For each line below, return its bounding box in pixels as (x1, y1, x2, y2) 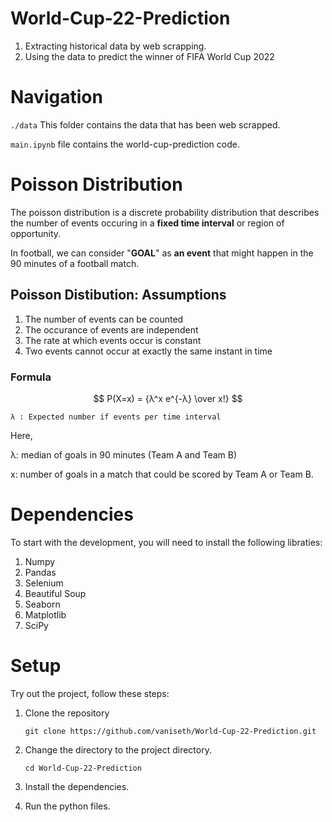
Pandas (24, 566, 57, 578)
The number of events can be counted (24, 313, 184, 325)
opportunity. (10, 227, 62, 239)
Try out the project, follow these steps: (10, 687, 170, 699)
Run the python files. (24, 800, 111, 812)
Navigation (10, 86, 103, 109)
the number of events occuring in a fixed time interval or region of (10, 217, 285, 229)
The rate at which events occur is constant (24, 334, 202, 346)
